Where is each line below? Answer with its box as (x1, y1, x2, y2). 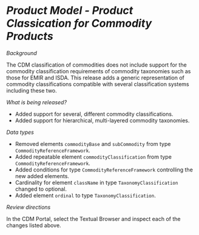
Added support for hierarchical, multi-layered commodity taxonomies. (15, 116, 190, 124)
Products (6, 30, 53, 43)
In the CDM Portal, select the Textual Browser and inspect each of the (6, 215, 181, 222)
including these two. (6, 87, 58, 94)
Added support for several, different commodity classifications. (15, 110, 174, 117)
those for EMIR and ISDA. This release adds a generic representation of (6, 74, 185, 81)
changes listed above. (6, 222, 62, 229)
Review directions (6, 204, 51, 211)
